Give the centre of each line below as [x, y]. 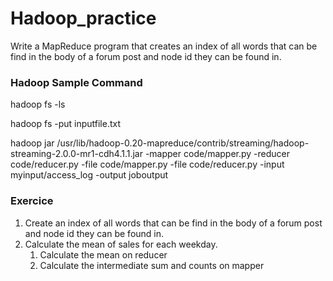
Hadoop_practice [83, 18]
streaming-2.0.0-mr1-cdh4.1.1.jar [76, 154]
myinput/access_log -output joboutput [89, 175]
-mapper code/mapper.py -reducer [217, 154]
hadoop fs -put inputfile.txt [65, 124]
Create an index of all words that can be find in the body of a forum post [173, 223]
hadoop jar [32, 143]
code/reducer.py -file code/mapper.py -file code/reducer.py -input [147, 164]
